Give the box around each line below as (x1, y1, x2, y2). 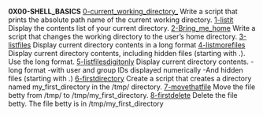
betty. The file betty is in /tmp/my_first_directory (8, 99, 164, 108)
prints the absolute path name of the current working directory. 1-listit (8, 15, 234, 24)
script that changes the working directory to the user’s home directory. (8, 32, 238, 41)
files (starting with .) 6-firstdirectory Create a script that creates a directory (8, 74, 252, 83)
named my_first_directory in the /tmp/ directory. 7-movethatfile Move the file (8, 82, 256, 92)
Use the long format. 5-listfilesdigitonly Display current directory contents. (8, 57, 250, 66)
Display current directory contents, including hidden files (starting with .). (8, 49, 246, 58)
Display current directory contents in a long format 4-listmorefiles (32, 40, 246, 50)
